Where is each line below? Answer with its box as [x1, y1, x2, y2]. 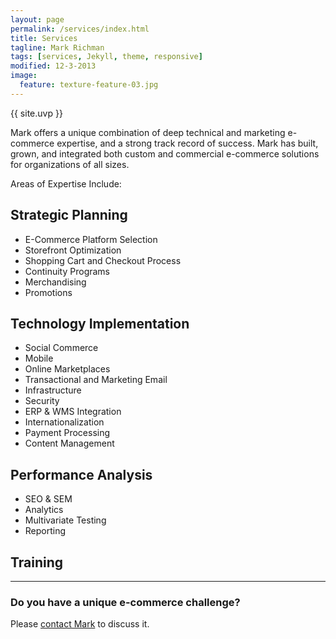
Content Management [24, 437, 115, 450]
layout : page [10, 14, 65, 25]
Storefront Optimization [24, 244, 122, 256]
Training [10, 554, 64, 571]
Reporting [24, 525, 67, 537]
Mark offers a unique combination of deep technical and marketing [10, 126, 286, 138]
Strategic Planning [10, 207, 128, 224]
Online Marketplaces [24, 363, 111, 375]
